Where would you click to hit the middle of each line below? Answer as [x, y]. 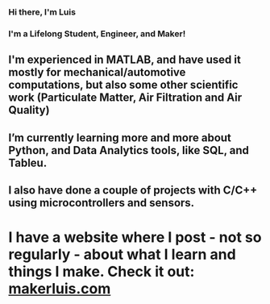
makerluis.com [60, 289]
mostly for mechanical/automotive [97, 72]
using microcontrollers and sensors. [102, 203]
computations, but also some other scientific [123, 85]
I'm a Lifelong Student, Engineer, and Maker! [97, 33]
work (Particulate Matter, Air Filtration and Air [125, 98]
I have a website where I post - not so [135, 237]
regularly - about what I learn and [122, 254]
